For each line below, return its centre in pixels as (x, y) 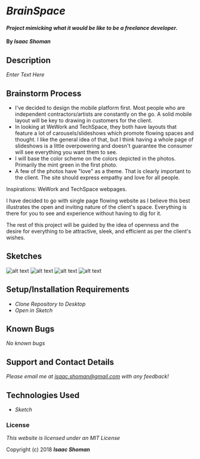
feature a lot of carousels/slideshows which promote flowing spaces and (104, 133)
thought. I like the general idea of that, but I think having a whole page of (104, 139)
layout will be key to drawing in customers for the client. (84, 120)
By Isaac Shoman (28, 41)
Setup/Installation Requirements (68, 290)
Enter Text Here (25, 75)
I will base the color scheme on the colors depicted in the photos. (95, 158)
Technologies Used (43, 395)
